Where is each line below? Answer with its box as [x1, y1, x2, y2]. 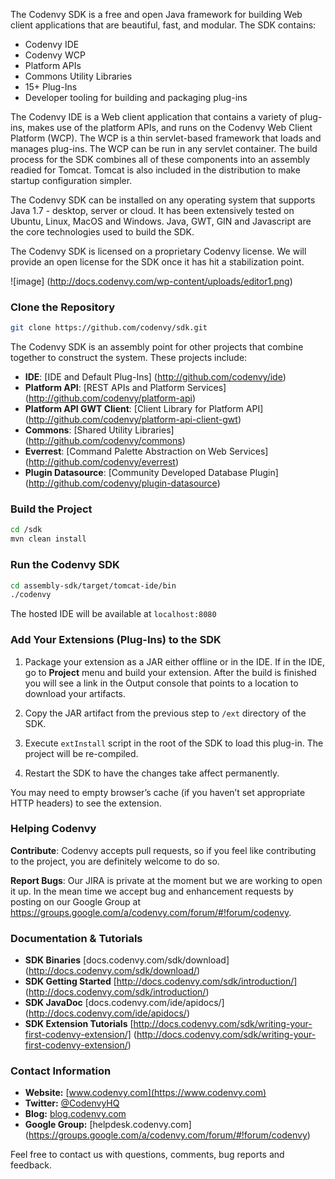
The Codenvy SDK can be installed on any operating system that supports [10, 194, 316, 206]
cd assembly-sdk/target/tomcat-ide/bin [10, 580, 177, 591]
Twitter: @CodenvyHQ [24, 1097, 120, 1109]
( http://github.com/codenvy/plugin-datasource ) [24, 477, 221, 489]
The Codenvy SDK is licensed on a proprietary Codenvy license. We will [10, 245, 307, 257]
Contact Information [10, 1064, 112, 1078]
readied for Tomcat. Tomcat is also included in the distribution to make [10, 164, 301, 176]
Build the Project [10, 502, 93, 516]
